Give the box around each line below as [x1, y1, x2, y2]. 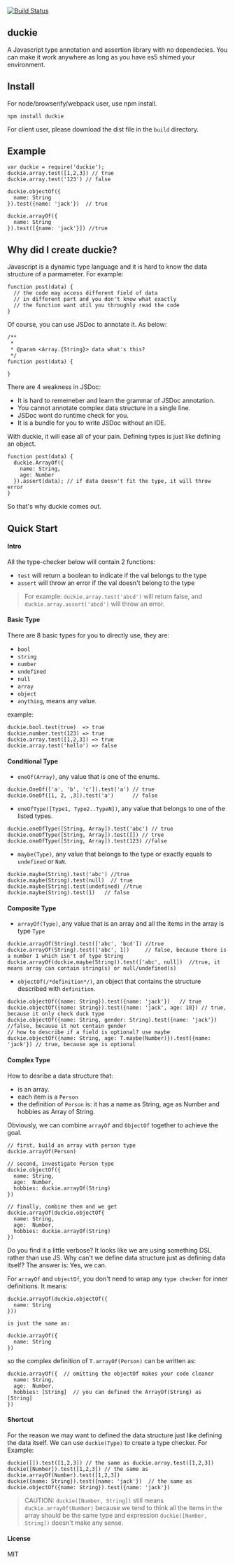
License [7, 1535, 31, 1543]
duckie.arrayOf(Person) [7, 1148, 77, 1155]
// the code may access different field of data [13, 290, 158, 297]
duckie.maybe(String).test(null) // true [7, 877, 133, 885]
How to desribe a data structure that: [7, 1071, 113, 1080]
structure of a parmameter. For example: [7, 270, 124, 279]
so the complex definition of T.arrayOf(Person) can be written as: [7, 1356, 197, 1365]
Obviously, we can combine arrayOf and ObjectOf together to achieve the [7, 1120, 219, 1129]
